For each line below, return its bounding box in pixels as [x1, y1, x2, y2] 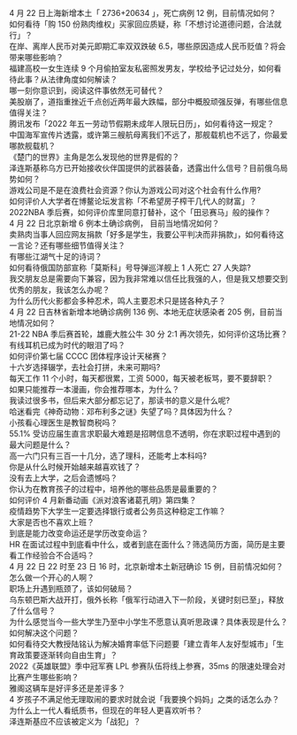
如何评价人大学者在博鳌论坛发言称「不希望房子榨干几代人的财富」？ [9, 196, 257, 206]
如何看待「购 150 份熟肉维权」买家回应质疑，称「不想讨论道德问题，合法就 [9, 19, 282, 29]
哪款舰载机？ [9, 141, 56, 151]
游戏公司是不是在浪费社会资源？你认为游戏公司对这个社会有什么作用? [9, 185, 262, 195]
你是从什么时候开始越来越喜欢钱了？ [9, 461, 141, 472]
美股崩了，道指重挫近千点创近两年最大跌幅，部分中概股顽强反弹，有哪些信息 [9, 97, 288, 106]
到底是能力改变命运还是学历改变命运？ [9, 528, 148, 538]
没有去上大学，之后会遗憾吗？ [9, 473, 118, 483]
